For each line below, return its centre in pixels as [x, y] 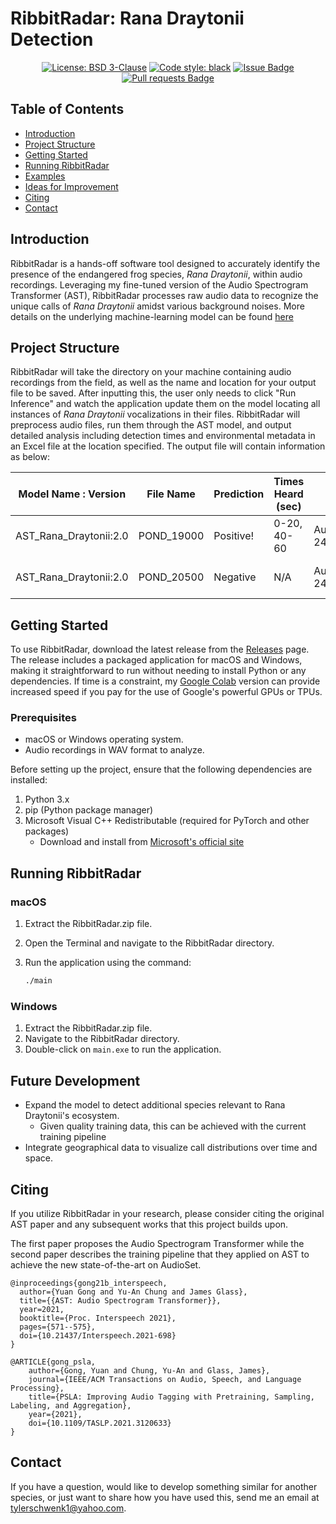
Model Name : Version [72, 494]
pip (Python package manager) [89, 810]
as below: [30, 457]
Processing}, [37, 1388]
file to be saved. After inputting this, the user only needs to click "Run [153, 393]
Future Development [75, 1080]
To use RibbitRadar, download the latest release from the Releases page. [160, 649]
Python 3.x [47, 799]
